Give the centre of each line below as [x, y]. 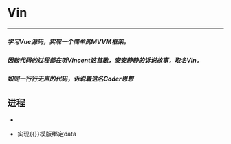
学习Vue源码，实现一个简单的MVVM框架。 [68, 41]
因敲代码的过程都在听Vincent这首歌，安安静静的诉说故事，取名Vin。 [105, 60]
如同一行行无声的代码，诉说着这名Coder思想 [70, 79]
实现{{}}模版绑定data [47, 134]
